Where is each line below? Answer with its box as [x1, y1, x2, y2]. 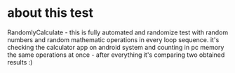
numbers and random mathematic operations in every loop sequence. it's [7, 35, 220, 44]
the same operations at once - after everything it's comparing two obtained [7, 51, 225, 59]
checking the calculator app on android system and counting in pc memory [7, 43, 224, 51]
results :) [7, 58, 33, 66]
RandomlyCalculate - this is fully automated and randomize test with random [7, 28, 229, 36]
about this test [7, 5, 93, 21]
